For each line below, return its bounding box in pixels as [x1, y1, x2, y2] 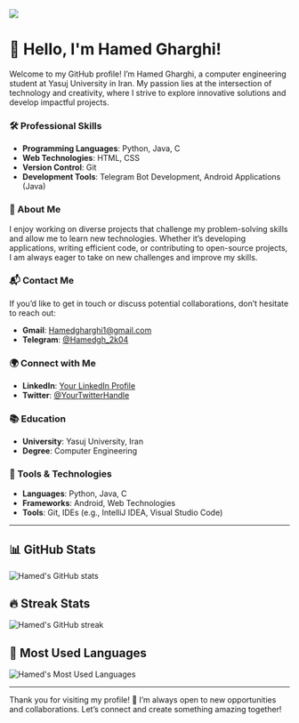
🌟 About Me [9, 204, 61, 216]
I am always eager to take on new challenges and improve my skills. [9, 252, 258, 262]
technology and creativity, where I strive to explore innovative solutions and [9, 87, 287, 98]
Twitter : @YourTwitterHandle [21, 390, 130, 401]
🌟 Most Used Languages [9, 645, 147, 661]
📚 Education [9, 413, 67, 425]
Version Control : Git [21, 162, 97, 173]
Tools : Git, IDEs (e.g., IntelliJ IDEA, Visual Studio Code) [21, 507, 223, 518]
